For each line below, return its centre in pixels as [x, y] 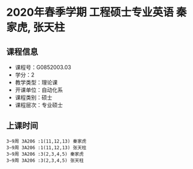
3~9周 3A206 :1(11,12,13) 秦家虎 [46, 141]
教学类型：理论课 [36, 82]
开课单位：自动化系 [39, 90]
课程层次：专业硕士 [39, 105]
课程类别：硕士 [33, 97]
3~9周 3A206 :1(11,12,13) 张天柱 [46, 148]
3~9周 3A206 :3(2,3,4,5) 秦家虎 [45, 154]
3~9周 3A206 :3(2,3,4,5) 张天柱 [45, 161]
